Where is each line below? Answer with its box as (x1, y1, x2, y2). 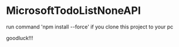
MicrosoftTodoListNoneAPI (6, 4, 141, 17)
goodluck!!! (6, 34, 33, 41)
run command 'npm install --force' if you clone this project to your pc (6, 23, 174, 30)
